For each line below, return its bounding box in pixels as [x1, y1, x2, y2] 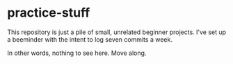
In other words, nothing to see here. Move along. [7, 49, 147, 57]
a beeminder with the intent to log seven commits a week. [7, 35, 172, 43]
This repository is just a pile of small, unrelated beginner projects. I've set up [7, 28, 227, 36]
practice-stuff [7, 5, 90, 21]
